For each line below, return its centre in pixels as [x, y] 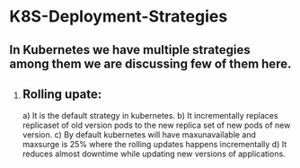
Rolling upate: [62, 94]
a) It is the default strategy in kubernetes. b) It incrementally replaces [150, 116]
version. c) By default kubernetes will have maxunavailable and [139, 135]
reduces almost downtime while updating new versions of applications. [154, 154]
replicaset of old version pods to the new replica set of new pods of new [156, 125]
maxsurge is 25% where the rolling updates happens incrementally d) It [154, 145]
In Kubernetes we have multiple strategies [130, 50]
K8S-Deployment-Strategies [119, 17]
